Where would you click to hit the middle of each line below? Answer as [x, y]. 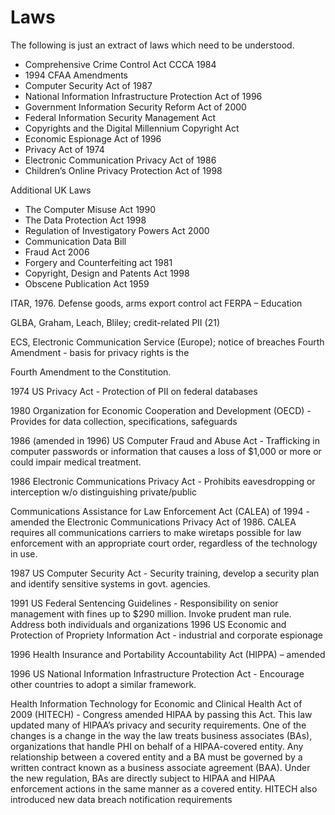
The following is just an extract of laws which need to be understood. [152, 45]
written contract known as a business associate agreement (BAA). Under [160, 767]
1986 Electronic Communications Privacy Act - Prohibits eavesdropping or [163, 481]
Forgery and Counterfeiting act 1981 [98, 262]
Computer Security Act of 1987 [88, 85]
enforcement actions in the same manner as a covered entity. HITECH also [164, 788]
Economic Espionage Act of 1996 [93, 138]
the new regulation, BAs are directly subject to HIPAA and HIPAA [143, 778]
